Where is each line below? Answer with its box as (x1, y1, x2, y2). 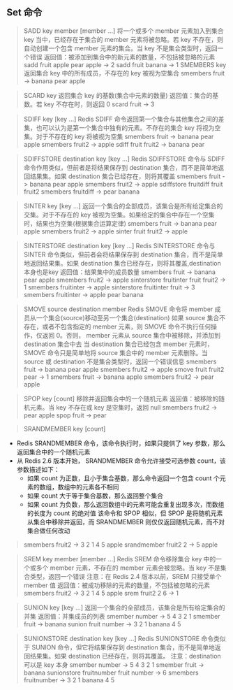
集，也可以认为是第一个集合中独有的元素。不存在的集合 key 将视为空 (23, 123, 221, 131)
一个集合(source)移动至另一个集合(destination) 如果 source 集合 (36, 313, 220, 322)
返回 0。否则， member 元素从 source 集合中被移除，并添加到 (42, 331, 221, 339)
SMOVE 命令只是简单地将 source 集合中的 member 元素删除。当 (23, 348, 209, 357)
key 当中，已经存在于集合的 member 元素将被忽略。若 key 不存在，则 (23, 35, 224, 43)
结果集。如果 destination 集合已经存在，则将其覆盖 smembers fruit (29, 172, 221, 180)
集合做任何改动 (27, 526, 70, 535)
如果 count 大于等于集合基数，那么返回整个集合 (27, 491, 163, 500)
